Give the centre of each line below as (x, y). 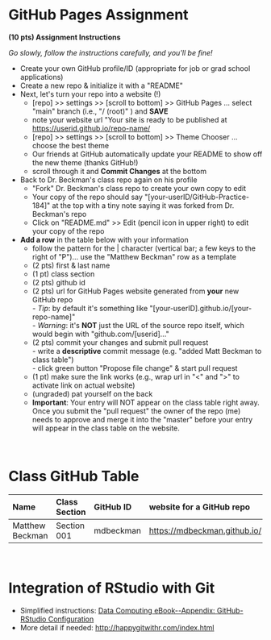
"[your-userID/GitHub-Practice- (197, 197)
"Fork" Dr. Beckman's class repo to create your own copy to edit (139, 188)
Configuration (71, 619)
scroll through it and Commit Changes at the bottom (119, 171)
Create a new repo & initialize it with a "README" (102, 85)
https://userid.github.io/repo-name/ (91, 128)
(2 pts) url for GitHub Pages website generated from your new (135, 291)
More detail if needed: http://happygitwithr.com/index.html (117, 627)
